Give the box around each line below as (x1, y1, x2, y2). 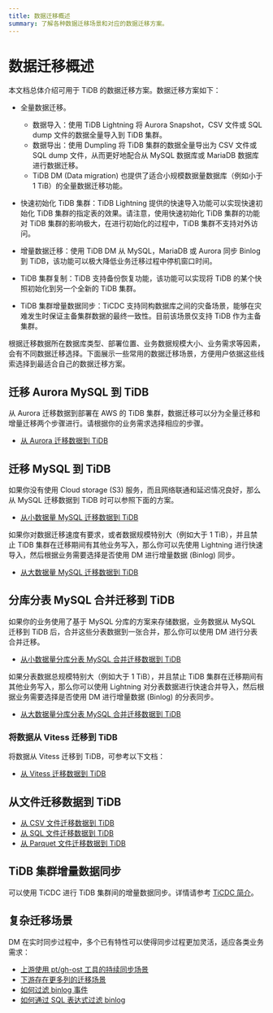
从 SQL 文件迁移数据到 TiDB (19, 827, 114, 838)
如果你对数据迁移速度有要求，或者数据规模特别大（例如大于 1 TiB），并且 (8, 530, 251, 539)
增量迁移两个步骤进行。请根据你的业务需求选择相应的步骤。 (8, 418, 208, 428)
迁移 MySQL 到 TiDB (8, 461, 111, 476)
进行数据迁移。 (32, 160, 83, 171)
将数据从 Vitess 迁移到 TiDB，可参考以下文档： (8, 752, 165, 762)
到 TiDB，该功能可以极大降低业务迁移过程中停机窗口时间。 (19, 256, 217, 266)
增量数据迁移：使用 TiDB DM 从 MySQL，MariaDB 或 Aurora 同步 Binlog (19, 246, 262, 256)
